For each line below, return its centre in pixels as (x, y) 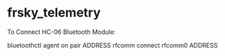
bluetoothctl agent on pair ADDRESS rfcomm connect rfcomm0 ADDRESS (112, 45)
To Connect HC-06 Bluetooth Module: (61, 32)
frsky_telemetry (54, 13)
